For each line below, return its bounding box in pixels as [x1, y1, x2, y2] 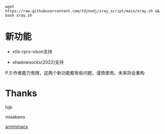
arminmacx [5, 123, 28, 129]
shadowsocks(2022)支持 [12, 59, 64, 65]
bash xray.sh [5, 13, 32, 18]
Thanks [5, 87, 37, 99]
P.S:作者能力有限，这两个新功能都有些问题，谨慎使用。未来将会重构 [5, 69, 145, 75]
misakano [5, 113, 25, 119]
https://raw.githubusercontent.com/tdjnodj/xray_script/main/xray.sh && [5, 8, 160, 13]
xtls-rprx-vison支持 [12, 48, 52, 54]
